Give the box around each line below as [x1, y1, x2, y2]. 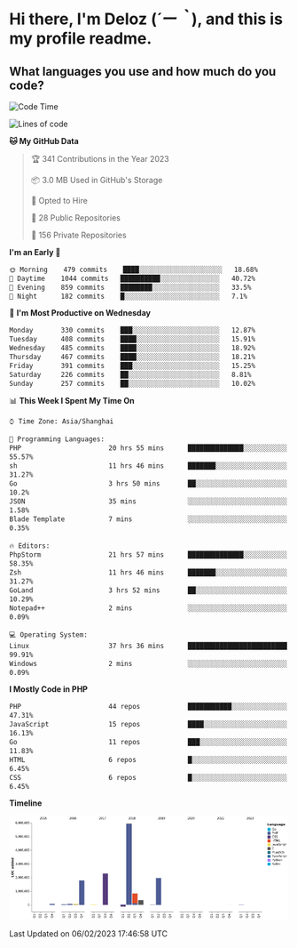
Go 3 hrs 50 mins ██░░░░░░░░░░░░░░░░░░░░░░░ [9, 479, 288, 488]
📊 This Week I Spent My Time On [9, 396, 135, 406]
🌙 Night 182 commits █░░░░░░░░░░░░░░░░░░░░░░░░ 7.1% [9, 292, 248, 301]
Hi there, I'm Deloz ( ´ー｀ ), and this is [9, 9, 284, 29]
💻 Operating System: [9, 631, 89, 639]
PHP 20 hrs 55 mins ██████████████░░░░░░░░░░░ [9, 444, 288, 453]
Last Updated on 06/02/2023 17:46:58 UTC [9, 928, 168, 939]
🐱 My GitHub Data [9, 136, 80, 146]
